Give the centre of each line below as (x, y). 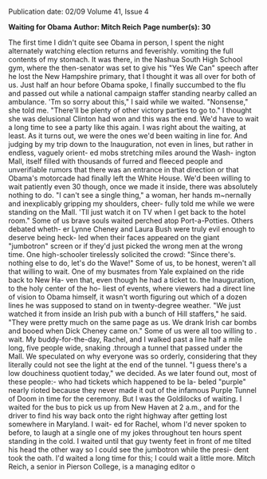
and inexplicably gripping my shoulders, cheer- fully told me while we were (132, 204)
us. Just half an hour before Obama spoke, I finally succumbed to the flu (127, 85)
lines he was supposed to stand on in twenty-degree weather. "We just (125, 305)
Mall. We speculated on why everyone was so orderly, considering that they (133, 356)
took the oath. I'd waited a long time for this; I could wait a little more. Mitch (132, 458)
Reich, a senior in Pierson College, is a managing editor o (102, 467)
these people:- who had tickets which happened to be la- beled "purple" (128, 382)
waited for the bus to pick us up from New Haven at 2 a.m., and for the (124, 407)
